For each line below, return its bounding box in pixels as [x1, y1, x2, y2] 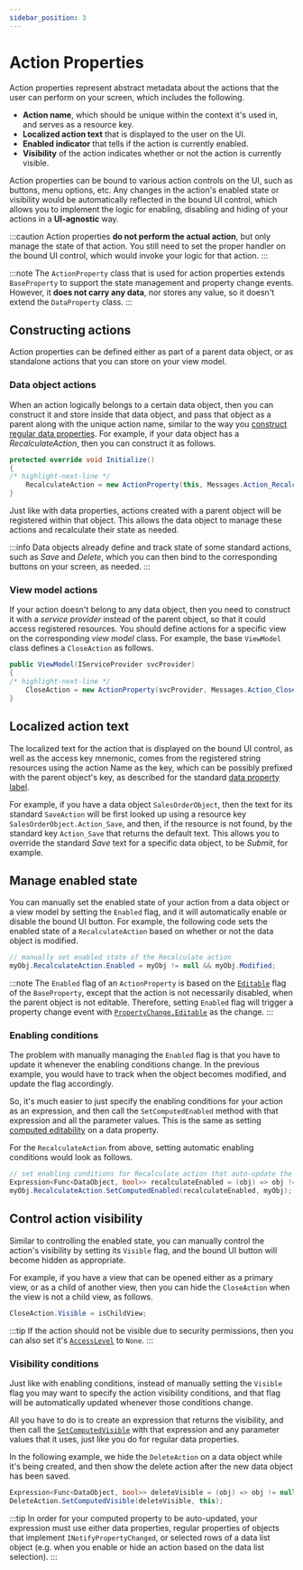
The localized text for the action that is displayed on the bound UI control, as [9, 742, 293, 753]
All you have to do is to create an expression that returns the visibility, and [9, 1414, 284, 1425]
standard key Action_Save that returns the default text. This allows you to [9, 828, 280, 838]
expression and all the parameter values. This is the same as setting [9, 1115, 262, 1126]
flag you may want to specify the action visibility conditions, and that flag [9, 1387, 281, 1398]
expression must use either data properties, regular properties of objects [9, 1522, 280, 1533]
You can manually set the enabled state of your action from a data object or [9, 897, 290, 908]
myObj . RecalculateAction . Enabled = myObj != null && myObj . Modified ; [9, 961, 277, 970]
